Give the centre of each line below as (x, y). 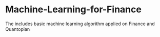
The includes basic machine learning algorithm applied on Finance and (80, 24)
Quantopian (18, 29)
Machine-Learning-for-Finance (74, 10)
